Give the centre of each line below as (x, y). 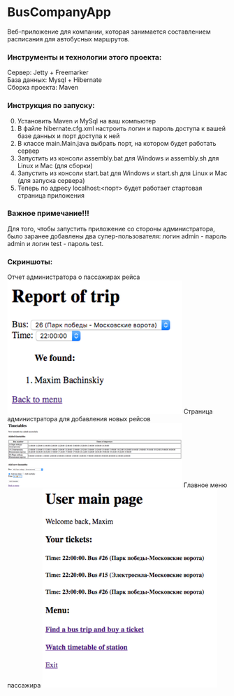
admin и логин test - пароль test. (56, 243)
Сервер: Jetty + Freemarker (48, 73)
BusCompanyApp (59, 12)
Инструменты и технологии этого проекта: (85, 57)
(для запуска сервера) (51, 180)
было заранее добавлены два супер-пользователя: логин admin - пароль (117, 236)
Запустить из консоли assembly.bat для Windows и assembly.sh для (118, 158)
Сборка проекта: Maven (43, 88)
